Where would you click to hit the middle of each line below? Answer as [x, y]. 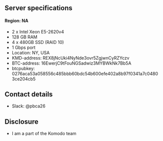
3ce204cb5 [23, 79]
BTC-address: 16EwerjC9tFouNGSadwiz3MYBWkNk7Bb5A [71, 63]
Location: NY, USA [31, 53]
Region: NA [17, 20]
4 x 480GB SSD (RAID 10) [38, 42]
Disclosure [21, 122]
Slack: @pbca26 [28, 106]
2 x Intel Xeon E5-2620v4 [38, 32]
